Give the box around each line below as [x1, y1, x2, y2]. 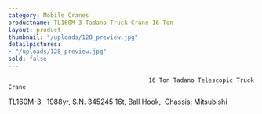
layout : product [8, 26, 61, 34]
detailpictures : [8, 41, 61, 48]
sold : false [8, 55, 47, 63]
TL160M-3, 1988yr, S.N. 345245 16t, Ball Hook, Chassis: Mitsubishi [8, 97, 227, 106]
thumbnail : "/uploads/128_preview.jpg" [8, 33, 139, 41]
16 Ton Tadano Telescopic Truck [148, 76, 255, 84]
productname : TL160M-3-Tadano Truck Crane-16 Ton [8, 19, 174, 27]
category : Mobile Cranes [8, 11, 89, 20]
